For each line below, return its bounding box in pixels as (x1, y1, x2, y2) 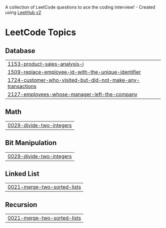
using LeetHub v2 (5, 9, 41, 15)
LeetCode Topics (5, 27, 77, 38)
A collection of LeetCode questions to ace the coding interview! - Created (5, 4, 156, 10)
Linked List (5, 170, 40, 178)
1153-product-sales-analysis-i (7, 60, 84, 67)
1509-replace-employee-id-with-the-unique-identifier (7, 69, 141, 75)
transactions (7, 83, 37, 90)
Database (5, 47, 36, 55)
